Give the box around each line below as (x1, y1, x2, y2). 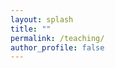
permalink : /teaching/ (10, 33, 105, 43)
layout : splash (10, 14, 74, 25)
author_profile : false (10, 42, 105, 53)
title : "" (10, 24, 52, 34)
